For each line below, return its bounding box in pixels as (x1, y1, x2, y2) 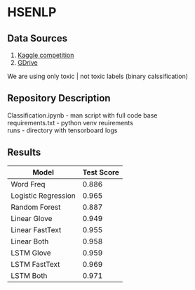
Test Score (82, 167, 119, 177)
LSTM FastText (11, 259, 60, 269)
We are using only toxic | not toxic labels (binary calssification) (7, 72, 188, 80)
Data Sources (7, 32, 68, 44)
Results (7, 146, 41, 158)
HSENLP (7, 4, 57, 20)
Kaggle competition (17, 51, 74, 59)
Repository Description (7, 92, 111, 104)
